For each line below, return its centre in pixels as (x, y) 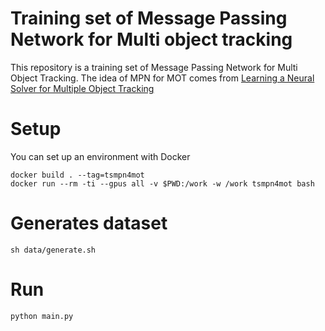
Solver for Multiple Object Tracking (82, 88)
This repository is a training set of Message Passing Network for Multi (154, 67)
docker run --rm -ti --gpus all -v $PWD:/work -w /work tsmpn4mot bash (162, 183)
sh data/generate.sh (53, 250)
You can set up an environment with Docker (100, 156)
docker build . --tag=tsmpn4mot (77, 175)
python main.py (42, 316)
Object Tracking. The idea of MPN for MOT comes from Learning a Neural (162, 78)
